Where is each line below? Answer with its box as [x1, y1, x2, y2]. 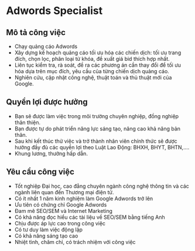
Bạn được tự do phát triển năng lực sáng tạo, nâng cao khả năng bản [14, 125, 180, 132]
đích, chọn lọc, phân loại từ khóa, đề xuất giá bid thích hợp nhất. [14, 56, 170, 62]
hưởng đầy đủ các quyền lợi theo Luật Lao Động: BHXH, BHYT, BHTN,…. [14, 143, 190, 150]
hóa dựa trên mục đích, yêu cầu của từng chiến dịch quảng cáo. [14, 68, 170, 74]
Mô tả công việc [6, 27, 66, 37]
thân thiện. [14, 119, 41, 126]
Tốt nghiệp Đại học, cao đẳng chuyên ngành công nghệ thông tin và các [14, 183, 189, 190]
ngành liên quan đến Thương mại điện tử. [14, 188, 114, 195]
